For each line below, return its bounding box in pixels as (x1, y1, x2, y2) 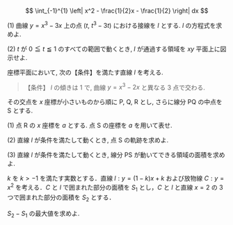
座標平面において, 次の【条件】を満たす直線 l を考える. (7, 68, 163, 76)
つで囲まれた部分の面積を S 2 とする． (7, 193, 115, 203)
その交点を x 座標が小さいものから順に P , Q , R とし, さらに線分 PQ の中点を (7, 98, 223, 106)
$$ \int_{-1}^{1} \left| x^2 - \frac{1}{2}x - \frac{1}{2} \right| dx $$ (25, 7, 209, 15)
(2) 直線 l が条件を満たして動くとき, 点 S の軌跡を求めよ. (7, 136, 169, 144)
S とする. (7, 106, 33, 115)
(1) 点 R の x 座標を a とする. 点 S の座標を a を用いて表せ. (7, 122, 172, 130)
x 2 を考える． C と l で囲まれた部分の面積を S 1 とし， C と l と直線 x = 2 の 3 (7, 182, 224, 193)
